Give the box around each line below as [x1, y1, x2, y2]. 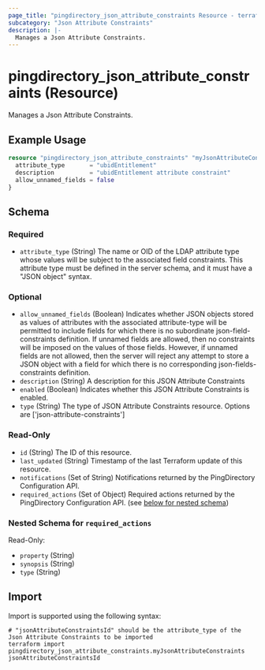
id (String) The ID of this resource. [19, 447, 132, 457]
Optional [8, 291, 42, 302]
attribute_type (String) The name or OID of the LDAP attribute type [19, 247, 240, 256]
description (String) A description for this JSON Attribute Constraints [19, 376, 245, 386]
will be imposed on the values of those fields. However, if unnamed [19, 343, 238, 352]
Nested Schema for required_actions [8, 517, 152, 528]
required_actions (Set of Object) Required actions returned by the [19, 489, 235, 499]
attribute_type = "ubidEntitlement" [15, 161, 157, 169]
